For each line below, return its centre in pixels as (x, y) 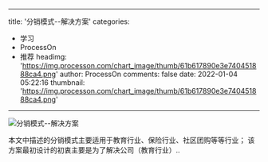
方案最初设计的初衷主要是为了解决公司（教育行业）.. (95, 150)
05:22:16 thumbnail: (52, 83)
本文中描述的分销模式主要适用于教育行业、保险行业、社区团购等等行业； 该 (132, 140)
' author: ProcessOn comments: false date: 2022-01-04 (146, 74)
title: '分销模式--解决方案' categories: (69, 21)
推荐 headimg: (43, 57)
